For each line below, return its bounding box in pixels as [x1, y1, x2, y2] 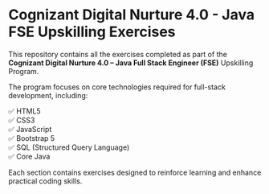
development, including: [8, 90, 88, 100]
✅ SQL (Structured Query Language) [8, 142, 130, 152]
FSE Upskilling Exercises [8, 23, 176, 41]
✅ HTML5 [8, 106, 42, 116]
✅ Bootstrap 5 [8, 133, 55, 142]
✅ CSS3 [8, 115, 35, 125]
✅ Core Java [8, 151, 51, 161]
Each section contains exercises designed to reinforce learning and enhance [8, 167, 262, 177]
